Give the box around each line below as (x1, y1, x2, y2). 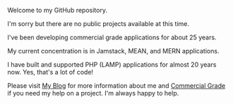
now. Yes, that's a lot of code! (7, 68, 94, 76)
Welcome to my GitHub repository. (7, 6, 108, 14)
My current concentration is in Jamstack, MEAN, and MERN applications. (7, 47, 220, 55)
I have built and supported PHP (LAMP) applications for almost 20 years (7, 60, 217, 69)
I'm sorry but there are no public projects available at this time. (7, 20, 189, 27)
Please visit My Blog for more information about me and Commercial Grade (7, 82, 226, 90)
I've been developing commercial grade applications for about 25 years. (7, 33, 217, 41)
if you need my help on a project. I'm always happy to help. (7, 89, 179, 97)
